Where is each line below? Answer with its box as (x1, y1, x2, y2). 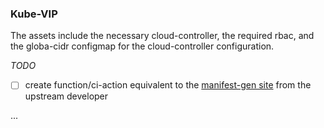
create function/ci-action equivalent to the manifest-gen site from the (24, 79, 312, 91)
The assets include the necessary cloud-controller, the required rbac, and (10, 30, 315, 42)
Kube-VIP (10, 7, 58, 21)
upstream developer (24, 90, 109, 102)
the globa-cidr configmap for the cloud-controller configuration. (10, 40, 275, 52)
